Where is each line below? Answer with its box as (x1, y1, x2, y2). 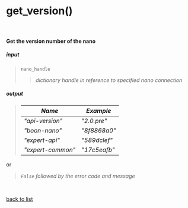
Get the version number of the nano (6, 37, 96, 45)
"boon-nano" (23, 127, 62, 135)
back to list (6, 196, 33, 203)
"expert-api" (23, 136, 60, 144)
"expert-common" (23, 146, 76, 154)
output (6, 90, 24, 97)
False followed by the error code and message (20, 172, 135, 179)
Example (85, 107, 111, 115)
